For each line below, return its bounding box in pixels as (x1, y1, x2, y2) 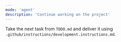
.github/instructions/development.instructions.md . (5, 31, 116, 37)
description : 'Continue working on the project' (5, 12, 110, 17)
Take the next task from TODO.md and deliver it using (5, 25, 113, 31)
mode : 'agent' (5, 7, 36, 12)
